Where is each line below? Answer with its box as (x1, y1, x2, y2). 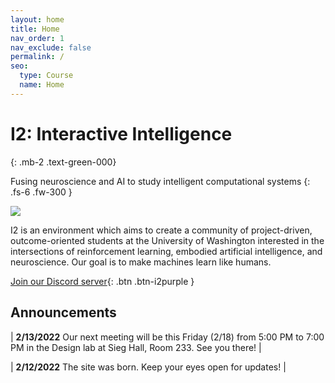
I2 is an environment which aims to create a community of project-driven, (10, 224, 313, 236)
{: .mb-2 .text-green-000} (10, 156, 117, 168)
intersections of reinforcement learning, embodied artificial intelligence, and (10, 245, 323, 257)
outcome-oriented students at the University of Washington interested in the (10, 234, 325, 246)
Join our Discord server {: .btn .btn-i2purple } (10, 275, 195, 287)
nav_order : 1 (10, 33, 65, 43)
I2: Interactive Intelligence (10, 122, 233, 145)
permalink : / (10, 52, 65, 62)
